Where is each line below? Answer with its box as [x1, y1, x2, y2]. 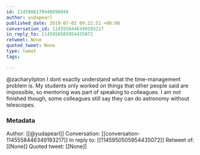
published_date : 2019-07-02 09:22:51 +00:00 [6, 20, 120, 26]
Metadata [6, 116, 35, 124]
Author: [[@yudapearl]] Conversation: [6, 130, 101, 137]
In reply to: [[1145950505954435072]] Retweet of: [69, 136, 195, 144]
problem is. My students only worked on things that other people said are [6, 82, 189, 89]
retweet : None [6, 37, 42, 43]
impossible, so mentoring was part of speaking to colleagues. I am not [6, 88, 181, 95]
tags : [6, 54, 20, 60]
